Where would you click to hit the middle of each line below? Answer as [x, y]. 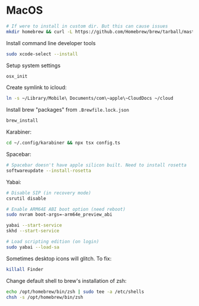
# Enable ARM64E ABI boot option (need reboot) [66, 209]
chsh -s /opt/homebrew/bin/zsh [45, 297]
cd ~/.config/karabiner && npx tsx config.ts [63, 143]
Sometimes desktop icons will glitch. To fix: [59, 258]
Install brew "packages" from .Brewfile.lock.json [68, 110]
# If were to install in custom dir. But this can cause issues [87, 26]
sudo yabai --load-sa [33, 247]
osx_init [17, 76]
